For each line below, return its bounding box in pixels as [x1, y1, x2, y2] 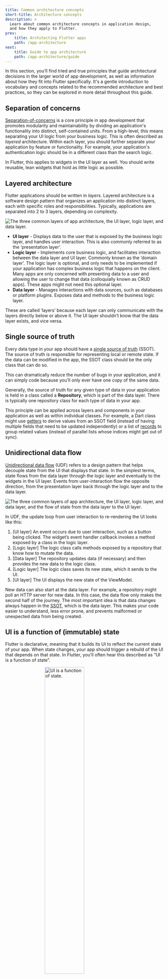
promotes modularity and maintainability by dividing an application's [5, 123, 146, 129]
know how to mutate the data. [12, 550, 74, 556]
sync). [5, 434, 19, 440]
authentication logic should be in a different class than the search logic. [5, 149, 153, 156]
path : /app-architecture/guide [14, 54, 80, 59]
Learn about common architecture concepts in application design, [10, 21, 151, 27]
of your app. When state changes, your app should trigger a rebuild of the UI [5, 646, 163, 652]
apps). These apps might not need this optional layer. [12, 281, 123, 287]
